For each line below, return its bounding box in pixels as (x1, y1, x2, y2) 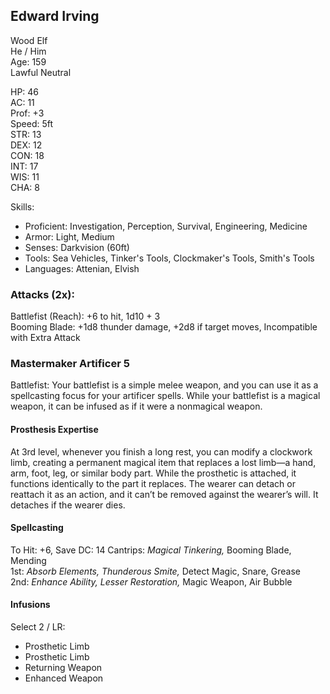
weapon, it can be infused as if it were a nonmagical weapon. (10, 400, 263, 413)
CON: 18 (10, 149, 45, 161)
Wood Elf (10, 34, 48, 46)
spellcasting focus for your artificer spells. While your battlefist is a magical (10, 390, 321, 402)
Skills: (10, 200, 35, 213)
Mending (10, 554, 47, 566)
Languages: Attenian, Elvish (24, 262, 140, 274)
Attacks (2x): (10, 287, 75, 301)
